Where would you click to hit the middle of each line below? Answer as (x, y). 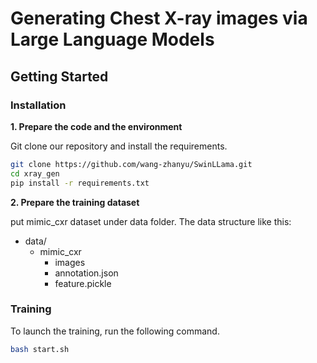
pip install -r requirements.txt (80, 183)
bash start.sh (40, 349)
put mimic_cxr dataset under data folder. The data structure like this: (151, 221)
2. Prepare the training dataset (75, 202)
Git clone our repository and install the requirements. (119, 146)
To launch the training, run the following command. (115, 331)
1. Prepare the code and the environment (96, 126)
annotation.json (86, 273)
